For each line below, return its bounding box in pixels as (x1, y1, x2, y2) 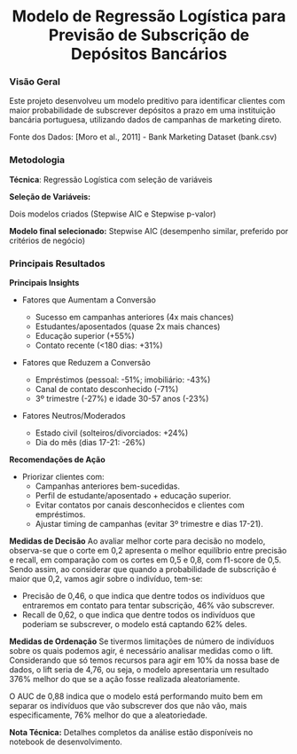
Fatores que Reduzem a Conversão (21, 357, 151, 368)
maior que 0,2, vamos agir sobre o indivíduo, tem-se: (9, 574, 203, 585)
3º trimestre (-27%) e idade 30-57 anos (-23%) (35, 393, 209, 404)
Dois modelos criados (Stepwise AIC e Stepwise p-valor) (9, 208, 216, 219)
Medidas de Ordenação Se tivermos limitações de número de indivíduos (9, 636, 275, 647)
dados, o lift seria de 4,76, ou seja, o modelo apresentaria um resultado (9, 664, 270, 675)
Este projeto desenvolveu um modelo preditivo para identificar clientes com (9, 96, 285, 106)
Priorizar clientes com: (21, 472, 105, 483)
